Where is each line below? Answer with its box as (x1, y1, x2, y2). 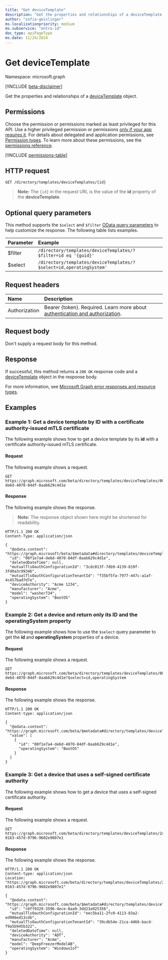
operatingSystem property (5, 617, 71, 624)
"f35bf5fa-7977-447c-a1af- (96, 573, 153, 578)
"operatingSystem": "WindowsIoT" (9, 946, 79, 951)
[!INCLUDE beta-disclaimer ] (5, 83, 62, 89)
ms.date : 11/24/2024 (5, 36, 48, 41)
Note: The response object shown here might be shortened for (17, 514, 147, 520)
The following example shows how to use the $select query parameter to (5, 629, 156, 635)
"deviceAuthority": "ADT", (9, 933, 66, 938)
